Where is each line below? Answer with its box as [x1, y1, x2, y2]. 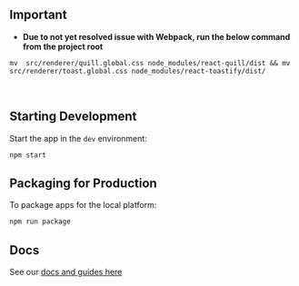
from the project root [22, 41, 104, 52]
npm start [9, 150, 47, 160]
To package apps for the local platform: [9, 200, 157, 211]
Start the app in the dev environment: [9, 133, 147, 143]
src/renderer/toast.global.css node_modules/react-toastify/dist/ [9, 66, 266, 75]
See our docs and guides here [9, 267, 123, 277]
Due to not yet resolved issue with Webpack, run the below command [22, 31, 291, 42]
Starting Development [9, 109, 137, 124]
